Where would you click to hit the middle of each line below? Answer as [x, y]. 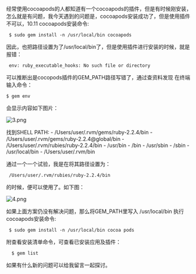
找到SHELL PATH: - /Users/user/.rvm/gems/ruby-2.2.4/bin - [80, 132]
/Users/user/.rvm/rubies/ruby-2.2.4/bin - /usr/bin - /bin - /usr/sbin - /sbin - [98, 145]
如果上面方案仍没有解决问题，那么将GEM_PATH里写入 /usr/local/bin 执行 [95, 211]
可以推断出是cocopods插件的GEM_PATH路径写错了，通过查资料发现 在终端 [98, 77]
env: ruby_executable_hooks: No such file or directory [80, 66]
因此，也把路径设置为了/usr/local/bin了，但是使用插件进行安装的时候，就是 [98, 47]
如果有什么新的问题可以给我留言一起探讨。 [58, 265]
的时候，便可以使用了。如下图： [45, 187]
